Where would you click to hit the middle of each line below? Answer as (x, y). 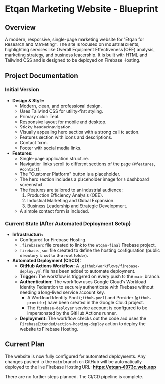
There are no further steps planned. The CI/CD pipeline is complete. (74, 376)
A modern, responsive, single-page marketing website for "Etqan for (75, 39)
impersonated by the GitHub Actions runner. (72, 313)
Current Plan (25, 344)
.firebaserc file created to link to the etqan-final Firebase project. (88, 245)
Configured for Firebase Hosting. (53, 239)
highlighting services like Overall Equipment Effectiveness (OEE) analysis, (80, 50)
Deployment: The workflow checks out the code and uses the (83, 318)
